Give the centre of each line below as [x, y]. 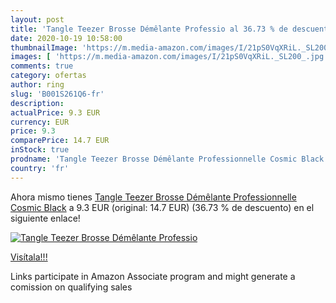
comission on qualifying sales [71, 287]
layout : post [37, 19]
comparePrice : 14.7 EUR [60, 141]
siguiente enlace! [45, 218]
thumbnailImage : [44, 47]
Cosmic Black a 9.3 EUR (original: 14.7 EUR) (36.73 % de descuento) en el [162, 207]
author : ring [37, 85]
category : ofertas [48, 76]
